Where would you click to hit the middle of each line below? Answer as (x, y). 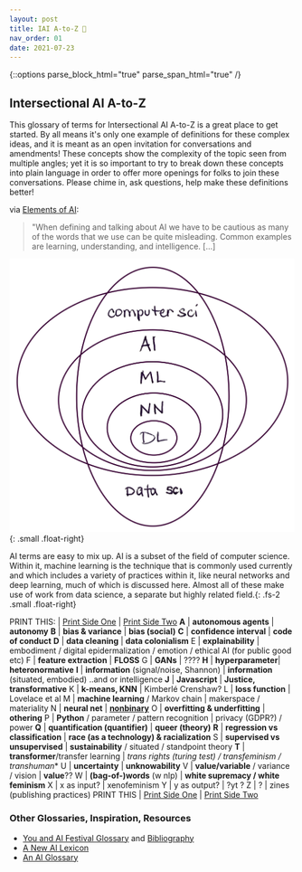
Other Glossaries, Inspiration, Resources (100, 819)
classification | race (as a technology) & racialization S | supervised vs (145, 737)
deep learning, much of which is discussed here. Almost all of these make (147, 585)
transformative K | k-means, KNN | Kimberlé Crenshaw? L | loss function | (150, 689)
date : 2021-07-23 (42, 48)
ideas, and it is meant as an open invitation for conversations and (131, 144)
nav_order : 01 (36, 38)
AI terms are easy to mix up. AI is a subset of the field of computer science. (150, 556)
